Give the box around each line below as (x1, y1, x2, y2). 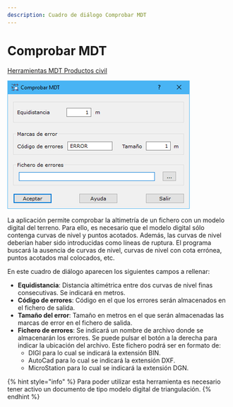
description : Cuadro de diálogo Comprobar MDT (7, 11, 147, 18)
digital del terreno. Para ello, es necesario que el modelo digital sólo (7, 223, 205, 231)
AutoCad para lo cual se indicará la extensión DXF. (28, 356, 176, 365)
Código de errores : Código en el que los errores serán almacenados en (17, 296, 226, 304)
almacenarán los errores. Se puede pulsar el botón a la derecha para (17, 333, 217, 342)
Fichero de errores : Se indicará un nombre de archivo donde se (17, 326, 203, 334)
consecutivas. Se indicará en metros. (17, 288, 126, 297)
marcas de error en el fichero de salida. (17, 319, 133, 327)
